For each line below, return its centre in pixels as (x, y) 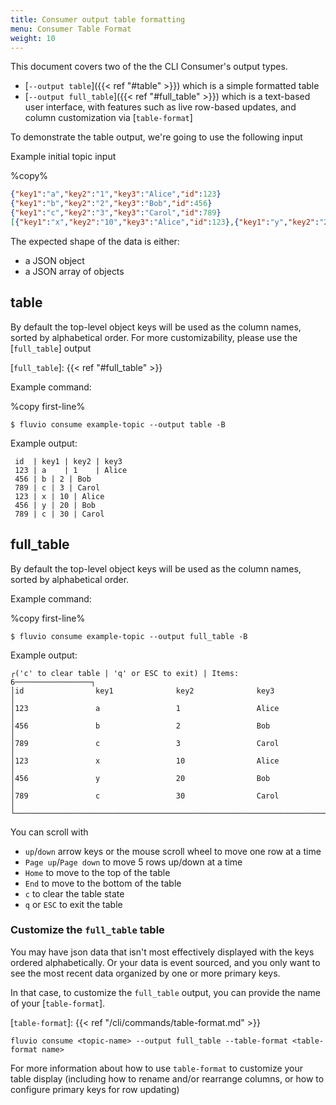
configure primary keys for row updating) (95, 1089)
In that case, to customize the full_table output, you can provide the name (166, 992)
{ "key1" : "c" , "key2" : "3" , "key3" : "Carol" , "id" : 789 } (116, 213)
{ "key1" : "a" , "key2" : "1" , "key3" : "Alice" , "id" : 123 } (116, 194)
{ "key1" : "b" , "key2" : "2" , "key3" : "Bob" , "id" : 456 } (111, 204)
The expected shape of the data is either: (95, 241)
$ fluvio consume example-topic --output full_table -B (129, 636)
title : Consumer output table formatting (98, 19)
